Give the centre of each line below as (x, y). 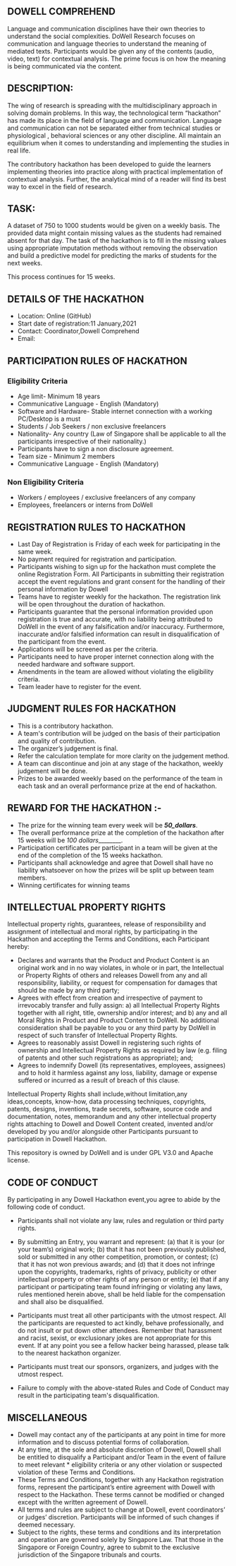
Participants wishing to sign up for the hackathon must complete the (117, 567)
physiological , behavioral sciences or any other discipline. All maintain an (114, 135)
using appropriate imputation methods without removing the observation (113, 248)
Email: (26, 339)
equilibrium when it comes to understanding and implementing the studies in (118, 143)
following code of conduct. (46, 1207)
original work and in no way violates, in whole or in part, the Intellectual (120, 968)
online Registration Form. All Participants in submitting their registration (121, 574)
